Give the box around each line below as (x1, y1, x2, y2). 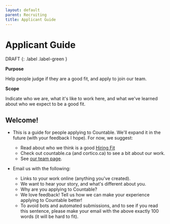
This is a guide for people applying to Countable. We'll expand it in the (12, 129, 161, 136)
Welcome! (5, 116, 38, 124)
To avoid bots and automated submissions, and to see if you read (20, 203, 158, 209)
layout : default (5, 7, 40, 13)
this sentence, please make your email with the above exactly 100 (20, 208, 159, 214)
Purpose (5, 66, 24, 72)
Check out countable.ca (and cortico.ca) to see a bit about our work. (20, 150, 165, 156)
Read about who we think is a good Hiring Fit (20, 145, 115, 151)
